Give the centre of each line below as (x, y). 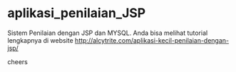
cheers (18, 61)
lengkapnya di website (40, 40)
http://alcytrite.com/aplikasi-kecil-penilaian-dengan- (152, 40)
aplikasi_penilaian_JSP (77, 13)
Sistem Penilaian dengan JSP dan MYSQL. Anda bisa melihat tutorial (108, 33)
